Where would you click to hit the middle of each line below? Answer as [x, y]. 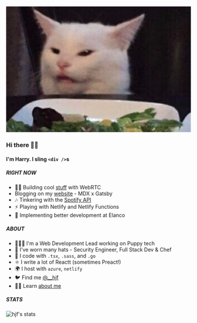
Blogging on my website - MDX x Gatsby [63, 193]
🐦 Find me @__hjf [36, 278]
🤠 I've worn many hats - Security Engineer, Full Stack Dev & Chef [93, 250]
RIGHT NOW [21, 172]
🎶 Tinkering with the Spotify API [53, 200]
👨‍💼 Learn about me [38, 286]
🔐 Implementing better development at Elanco [70, 215]
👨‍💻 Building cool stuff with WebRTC [58, 188]
